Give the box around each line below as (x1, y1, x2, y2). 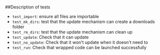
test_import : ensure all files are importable (12, 14, 99, 19)
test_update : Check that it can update (12, 34, 89, 40)
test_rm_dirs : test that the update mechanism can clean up (12, 29, 133, 35)
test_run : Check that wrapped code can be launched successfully (12, 45, 147, 50)
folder (12, 24, 25, 30)
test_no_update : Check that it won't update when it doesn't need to (12, 39, 148, 45)
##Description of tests (5, 4, 51, 10)
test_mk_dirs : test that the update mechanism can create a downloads (12, 19, 155, 24)
